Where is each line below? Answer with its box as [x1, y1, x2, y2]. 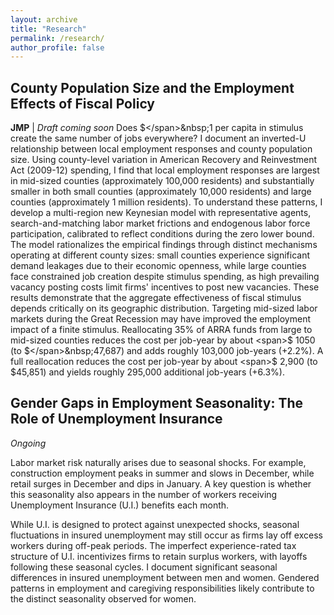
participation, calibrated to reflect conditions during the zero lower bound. [10, 228, 315, 240]
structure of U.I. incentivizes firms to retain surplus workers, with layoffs [10, 550, 308, 562]
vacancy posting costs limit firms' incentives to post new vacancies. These [10, 281, 320, 293]
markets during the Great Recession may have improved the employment [10, 313, 311, 325]
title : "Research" [10, 24, 87, 34]
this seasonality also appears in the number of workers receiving [10, 488, 278, 500]
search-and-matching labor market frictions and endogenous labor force [10, 217, 311, 230]
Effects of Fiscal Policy [10, 95, 155, 112]
